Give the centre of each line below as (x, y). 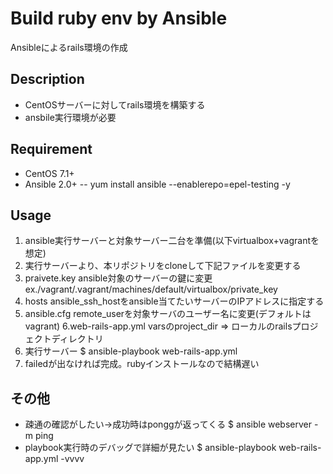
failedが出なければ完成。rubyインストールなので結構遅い (142, 364)
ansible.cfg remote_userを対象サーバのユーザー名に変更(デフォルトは (168, 314)
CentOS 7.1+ (49, 173)
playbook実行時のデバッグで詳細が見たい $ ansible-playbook (150, 448)
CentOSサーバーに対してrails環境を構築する (115, 104)
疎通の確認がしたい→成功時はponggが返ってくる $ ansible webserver (168, 424)
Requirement (51, 149)
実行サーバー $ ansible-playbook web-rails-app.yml (131, 351)
